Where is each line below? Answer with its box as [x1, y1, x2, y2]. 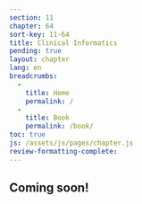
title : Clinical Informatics [9, 38, 118, 48]
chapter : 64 [9, 22, 54, 31]
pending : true [9, 47, 63, 56]
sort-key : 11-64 [9, 30, 70, 39]
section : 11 [9, 13, 54, 22]
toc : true [9, 130, 46, 139]
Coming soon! [9, 181, 89, 196]
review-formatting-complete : [9, 146, 118, 155]
